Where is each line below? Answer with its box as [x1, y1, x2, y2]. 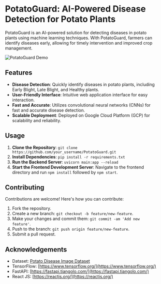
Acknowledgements [5, 245, 67, 253]
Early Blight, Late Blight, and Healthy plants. [12, 86, 100, 93]
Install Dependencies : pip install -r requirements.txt [12, 154, 125, 159]
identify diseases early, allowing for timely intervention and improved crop [5, 40, 153, 46]
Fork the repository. [12, 205, 52, 211]
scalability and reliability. [12, 117, 61, 123]
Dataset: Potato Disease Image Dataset [12, 258, 90, 264]
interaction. [12, 97, 35, 103]
